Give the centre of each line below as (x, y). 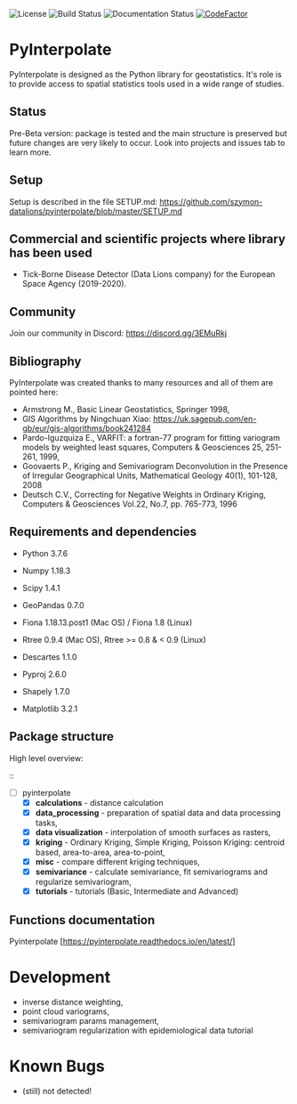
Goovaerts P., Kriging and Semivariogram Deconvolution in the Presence (155, 466)
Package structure (61, 737)
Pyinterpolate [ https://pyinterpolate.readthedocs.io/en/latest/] (122, 941)
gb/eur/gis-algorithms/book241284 (86, 428)
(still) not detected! (56, 1091)
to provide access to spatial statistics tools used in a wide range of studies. (147, 84)
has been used (51, 252)
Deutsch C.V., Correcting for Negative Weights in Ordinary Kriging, (144, 495)
